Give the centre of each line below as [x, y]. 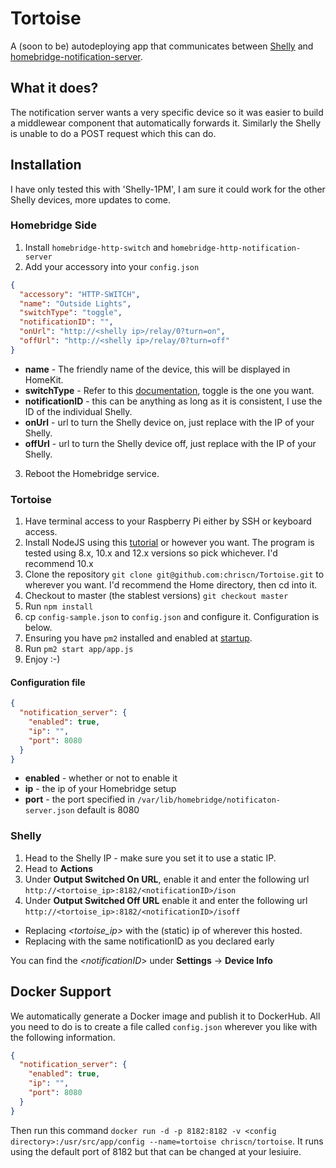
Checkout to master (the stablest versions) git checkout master [156, 596]
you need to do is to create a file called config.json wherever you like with [164, 1026]
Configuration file [48, 682]
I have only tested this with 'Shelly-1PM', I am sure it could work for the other [168, 189]
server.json [49, 811]
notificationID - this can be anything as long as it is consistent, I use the [173, 401]
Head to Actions [59, 868]
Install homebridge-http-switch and [96, 247]
